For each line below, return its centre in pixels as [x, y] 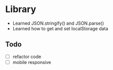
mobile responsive [32, 62]
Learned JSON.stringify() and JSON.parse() [58, 23]
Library [21, 9]
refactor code [27, 56]
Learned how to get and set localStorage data [60, 28]
